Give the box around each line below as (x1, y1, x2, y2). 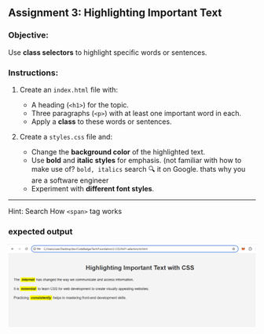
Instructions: (8, 67, 59, 78)
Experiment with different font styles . (31, 183, 155, 193)
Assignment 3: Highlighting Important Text (8, 6, 222, 20)
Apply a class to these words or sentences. (31, 117, 172, 126)
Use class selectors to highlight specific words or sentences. (8, 47, 207, 57)
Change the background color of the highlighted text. (31, 147, 206, 156)
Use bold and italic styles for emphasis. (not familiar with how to (31, 155, 242, 165)
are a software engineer (31, 176, 109, 185)
